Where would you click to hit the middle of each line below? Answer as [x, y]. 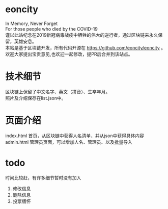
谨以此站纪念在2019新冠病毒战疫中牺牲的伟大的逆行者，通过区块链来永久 [82, 35]
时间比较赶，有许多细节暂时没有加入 [43, 177]
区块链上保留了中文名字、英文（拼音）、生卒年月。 [58, 92]
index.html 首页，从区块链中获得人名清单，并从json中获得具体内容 [75, 136]
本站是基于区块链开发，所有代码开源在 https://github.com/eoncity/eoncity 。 [85, 47]
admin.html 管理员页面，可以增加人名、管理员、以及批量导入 [69, 142]
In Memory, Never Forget [32, 23]
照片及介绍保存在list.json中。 [36, 98]
